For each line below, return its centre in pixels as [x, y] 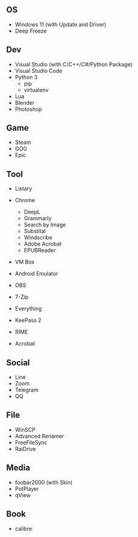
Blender [25, 102]
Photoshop [28, 109]
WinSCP [25, 429]
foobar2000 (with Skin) [44, 482]
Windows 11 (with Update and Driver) [61, 24]
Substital [35, 231]
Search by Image [45, 225]
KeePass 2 [28, 320]
